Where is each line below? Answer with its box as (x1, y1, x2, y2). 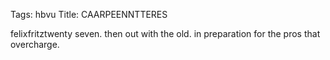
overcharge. (10, 39, 60, 50)
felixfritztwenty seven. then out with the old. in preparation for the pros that (10, 28, 321, 39)
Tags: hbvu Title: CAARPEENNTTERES (10, 9, 168, 20)
